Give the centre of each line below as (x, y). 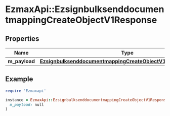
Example (19, 79)
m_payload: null (27, 104)
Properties (22, 39)
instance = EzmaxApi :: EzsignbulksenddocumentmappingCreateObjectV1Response (87, 100)
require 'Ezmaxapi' (26, 91)
